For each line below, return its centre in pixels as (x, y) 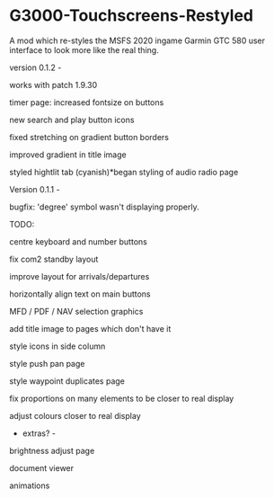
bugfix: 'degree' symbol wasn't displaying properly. (104, 207)
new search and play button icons (72, 120)
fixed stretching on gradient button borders (89, 137)
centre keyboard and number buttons (79, 241)
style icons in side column (57, 346)
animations (30, 485)
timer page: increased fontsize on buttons (87, 102)
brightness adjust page (52, 450)
